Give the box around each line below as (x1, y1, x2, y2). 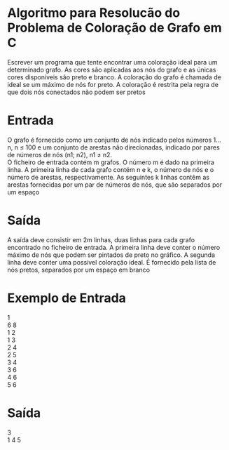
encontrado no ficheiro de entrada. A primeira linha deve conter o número (7, 243, 221, 251)
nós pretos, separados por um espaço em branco (7, 265, 151, 274)
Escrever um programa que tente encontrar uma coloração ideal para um (7, 58, 218, 66)
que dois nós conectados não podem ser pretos (7, 88, 146, 96)
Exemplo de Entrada (7, 290, 126, 306)
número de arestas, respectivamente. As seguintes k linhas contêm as (7, 173, 210, 181)
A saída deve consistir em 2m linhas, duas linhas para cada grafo (7, 235, 195, 244)
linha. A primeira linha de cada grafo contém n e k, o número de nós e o (7, 165, 214, 173)
